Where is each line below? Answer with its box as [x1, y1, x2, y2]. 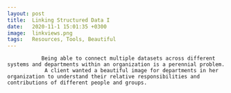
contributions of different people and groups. [7, 79, 148, 87]
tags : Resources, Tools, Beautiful [7, 36, 117, 43]
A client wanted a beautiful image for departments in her [44, 67, 219, 74]
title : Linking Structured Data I [7, 17, 110, 24]
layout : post [7, 10, 45, 17]
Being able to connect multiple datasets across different [41, 55, 216, 62]
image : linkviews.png [7, 29, 73, 37]
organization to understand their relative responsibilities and [7, 74, 200, 81]
